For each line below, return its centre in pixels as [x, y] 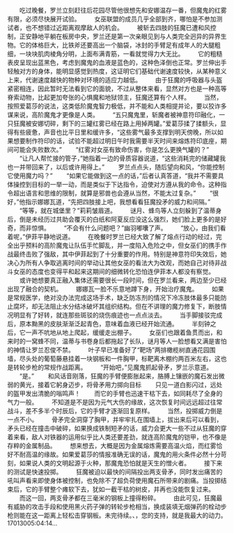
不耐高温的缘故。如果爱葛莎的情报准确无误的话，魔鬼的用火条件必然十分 [117, 454]
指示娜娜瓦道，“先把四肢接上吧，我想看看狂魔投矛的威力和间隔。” [118, 202]
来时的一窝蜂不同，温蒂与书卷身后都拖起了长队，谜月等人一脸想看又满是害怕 [117, 341]
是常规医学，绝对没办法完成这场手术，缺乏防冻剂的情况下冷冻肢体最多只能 [114, 298]
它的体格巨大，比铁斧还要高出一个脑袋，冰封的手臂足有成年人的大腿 [117, 45]
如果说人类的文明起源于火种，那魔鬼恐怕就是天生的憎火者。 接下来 [121, 463]
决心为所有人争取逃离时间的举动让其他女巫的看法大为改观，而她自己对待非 [114, 263]
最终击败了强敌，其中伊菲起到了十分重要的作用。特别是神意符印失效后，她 [120, 254]
